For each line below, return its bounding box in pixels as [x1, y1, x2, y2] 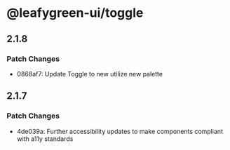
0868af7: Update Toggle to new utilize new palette [16, 69, 163, 78]
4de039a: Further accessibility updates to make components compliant [16, 127, 224, 135]
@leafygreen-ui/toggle [6, 5, 144, 21]
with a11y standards [16, 135, 74, 143]
